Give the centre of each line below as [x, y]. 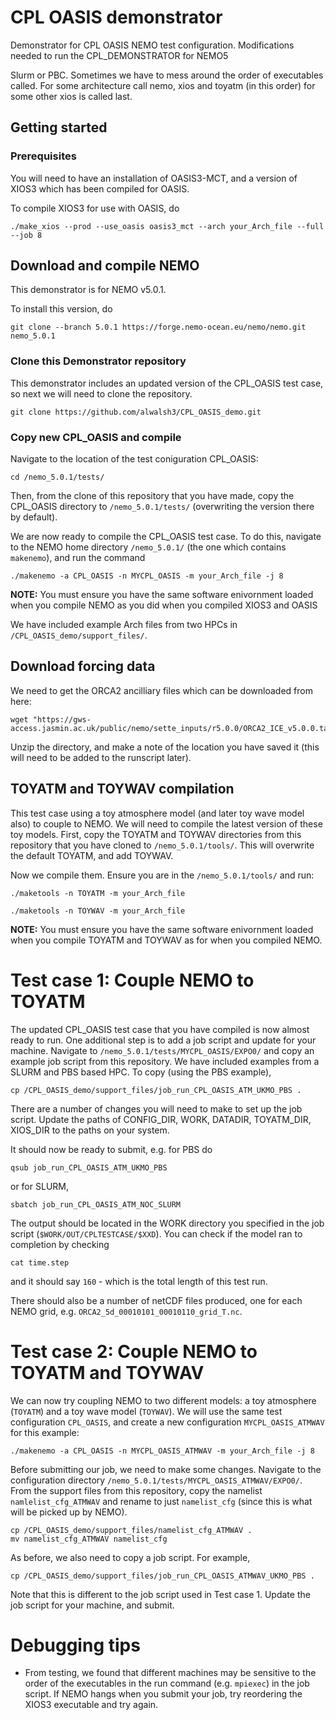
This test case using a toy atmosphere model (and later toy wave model [157, 813]
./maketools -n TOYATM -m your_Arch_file [98, 893]
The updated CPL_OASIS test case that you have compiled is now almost [160, 1029]
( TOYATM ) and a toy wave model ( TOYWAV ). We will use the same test [146, 1411]
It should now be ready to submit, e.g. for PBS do [111, 1149]
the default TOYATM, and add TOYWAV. [92, 855]
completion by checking [60, 1244]
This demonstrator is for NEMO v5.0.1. [88, 290]
